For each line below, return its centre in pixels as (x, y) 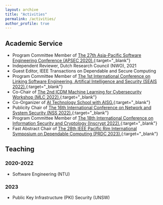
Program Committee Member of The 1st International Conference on (81, 76)
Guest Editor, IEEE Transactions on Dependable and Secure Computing (84, 71)
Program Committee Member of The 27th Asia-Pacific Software (77, 55)
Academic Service (34, 43)
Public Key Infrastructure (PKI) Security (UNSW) (61, 198)
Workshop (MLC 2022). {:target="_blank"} (54, 97)
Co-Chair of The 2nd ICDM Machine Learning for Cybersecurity (77, 92)
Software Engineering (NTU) (41, 174)
